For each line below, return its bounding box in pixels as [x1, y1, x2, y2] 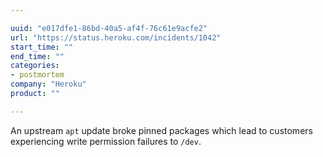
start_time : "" [10, 42, 74, 52]
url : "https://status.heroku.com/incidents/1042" [10, 32, 222, 43]
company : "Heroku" [10, 79, 87, 90]
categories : [10, 61, 60, 71]
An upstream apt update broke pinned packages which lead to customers [10, 124, 313, 136]
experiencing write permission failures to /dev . [10, 135, 202, 147]
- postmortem [10, 70, 65, 80]
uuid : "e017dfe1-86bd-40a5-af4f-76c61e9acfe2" [10, 23, 208, 33]
